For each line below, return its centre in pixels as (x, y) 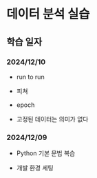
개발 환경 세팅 (35, 168)
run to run (31, 77)
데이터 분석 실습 (48, 14)
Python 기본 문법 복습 (46, 153)
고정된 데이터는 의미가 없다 (52, 119)
